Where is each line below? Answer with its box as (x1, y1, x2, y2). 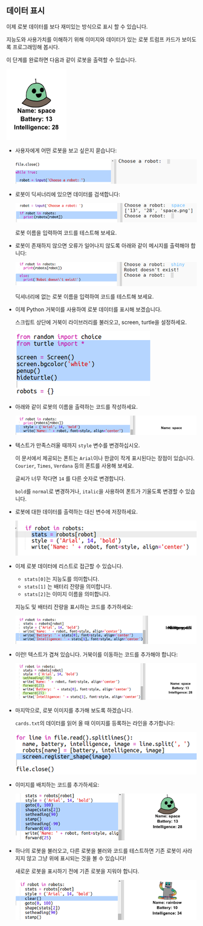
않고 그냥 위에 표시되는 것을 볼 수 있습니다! (26, 855, 126, 862)
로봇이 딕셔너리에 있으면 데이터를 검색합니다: (14, 191, 121, 198)
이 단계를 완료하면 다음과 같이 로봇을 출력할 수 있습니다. (6, 56, 137, 63)
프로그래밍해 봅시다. (12, 43, 60, 50)
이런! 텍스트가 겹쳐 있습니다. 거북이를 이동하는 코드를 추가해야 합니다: (14, 651, 178, 658)
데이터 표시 (6, 5, 45, 16)
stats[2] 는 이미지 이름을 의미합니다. (24, 590, 111, 597)
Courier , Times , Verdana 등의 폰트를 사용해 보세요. (14, 461, 134, 469)
